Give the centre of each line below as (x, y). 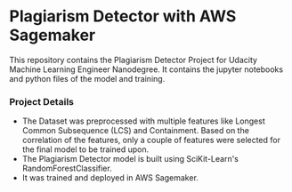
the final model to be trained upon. (85, 149)
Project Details (41, 101)
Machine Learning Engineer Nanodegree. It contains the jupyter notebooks (146, 69)
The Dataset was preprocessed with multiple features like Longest (143, 121)
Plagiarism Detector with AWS (123, 16)
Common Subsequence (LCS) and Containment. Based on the (135, 131)
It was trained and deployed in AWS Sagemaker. (110, 178)
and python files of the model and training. (87, 78)
